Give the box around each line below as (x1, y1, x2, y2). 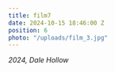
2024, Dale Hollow (8, 55, 69, 65)
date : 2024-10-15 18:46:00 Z (8, 19, 105, 27)
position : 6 (8, 26, 48, 34)
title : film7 (8, 11, 52, 20)
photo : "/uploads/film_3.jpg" (8, 33, 109, 42)
